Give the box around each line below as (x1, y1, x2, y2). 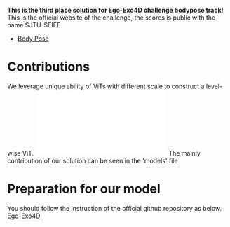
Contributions (7, 59, 90, 75)
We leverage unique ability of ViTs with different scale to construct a (7, 82, 205, 90)
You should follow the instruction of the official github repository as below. (7, 204, 222, 212)
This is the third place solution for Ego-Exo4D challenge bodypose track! (7, 6, 224, 14)
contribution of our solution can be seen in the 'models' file (7, 156, 178, 165)
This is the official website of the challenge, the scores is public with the (7, 13, 216, 22)
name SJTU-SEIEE (7, 21, 61, 29)
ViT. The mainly (22, 149, 201, 157)
